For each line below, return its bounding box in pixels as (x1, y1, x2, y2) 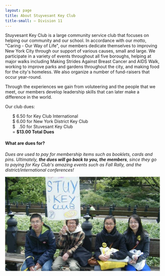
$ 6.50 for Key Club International (12, 113, 79, 119)
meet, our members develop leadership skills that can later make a (5, 89, 140, 95)
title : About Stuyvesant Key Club (5, 13, 76, 18)
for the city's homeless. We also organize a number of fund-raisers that (5, 69, 150, 75)
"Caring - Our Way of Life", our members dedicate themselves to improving (5, 43, 158, 49)
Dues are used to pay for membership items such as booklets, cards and (5, 151, 153, 157)
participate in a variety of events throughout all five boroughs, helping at (5, 53, 151, 59)
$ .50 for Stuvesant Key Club (12, 123, 73, 130)
